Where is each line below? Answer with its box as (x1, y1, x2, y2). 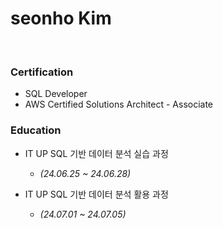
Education (10, 123, 62, 137)
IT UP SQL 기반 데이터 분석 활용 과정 (24, 188, 169, 200)
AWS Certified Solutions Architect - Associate (24, 98, 214, 111)
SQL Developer (24, 88, 88, 100)
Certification (10, 65, 74, 79)
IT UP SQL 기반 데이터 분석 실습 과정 (24, 147, 169, 159)
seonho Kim (10, 7, 112, 30)
